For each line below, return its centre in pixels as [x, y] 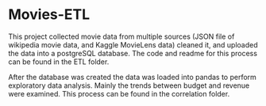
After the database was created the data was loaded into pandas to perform [132, 77]
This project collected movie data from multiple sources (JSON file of [121, 36]
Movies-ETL [49, 15]
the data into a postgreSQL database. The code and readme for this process [133, 53]
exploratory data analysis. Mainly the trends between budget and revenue [129, 85]
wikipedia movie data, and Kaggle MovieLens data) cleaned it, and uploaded [133, 44]
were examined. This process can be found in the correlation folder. [119, 93]
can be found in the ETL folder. [59, 62]
